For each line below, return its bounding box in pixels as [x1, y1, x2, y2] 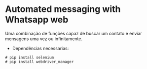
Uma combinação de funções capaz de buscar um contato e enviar [5, 30, 142, 36]
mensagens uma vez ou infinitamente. [5, 36, 83, 42]
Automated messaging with [5, 3, 121, 15]
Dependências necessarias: [12, 45, 69, 51]
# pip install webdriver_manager [5, 59, 74, 64]
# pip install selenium [5, 55, 54, 60]
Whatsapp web [5, 14, 69, 25]
